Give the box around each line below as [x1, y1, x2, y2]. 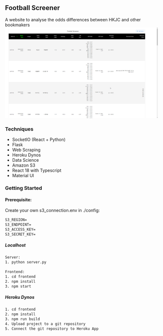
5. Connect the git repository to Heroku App [5, 326, 98, 331]
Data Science [12, 157, 39, 163]
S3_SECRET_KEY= [5, 232, 36, 237]
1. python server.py [5, 260, 47, 265]
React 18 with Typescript [12, 168, 62, 173]
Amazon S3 [12, 162, 35, 168]
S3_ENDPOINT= [5, 222, 32, 227]
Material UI [12, 173, 34, 179]
